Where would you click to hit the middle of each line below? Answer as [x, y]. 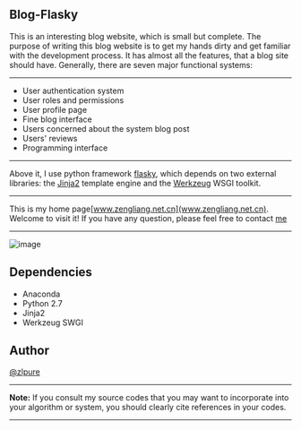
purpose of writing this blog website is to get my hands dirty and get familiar [150, 46]
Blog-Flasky [44, 15]
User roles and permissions [73, 100]
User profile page [55, 109]
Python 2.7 [42, 303]
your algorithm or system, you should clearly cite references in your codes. [148, 408]
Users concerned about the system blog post [106, 128]
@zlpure [25, 372]
